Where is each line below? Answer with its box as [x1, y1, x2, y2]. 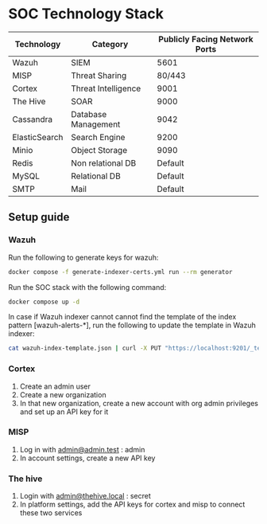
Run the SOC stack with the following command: [8, 282, 167, 291]
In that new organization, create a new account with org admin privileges [19, 398, 258, 408]
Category [91, 38, 129, 49]
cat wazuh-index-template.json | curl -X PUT [8, 344, 161, 353]
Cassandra [12, 113, 53, 124]
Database [71, 108, 107, 119]
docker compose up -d [8, 298, 80, 306]
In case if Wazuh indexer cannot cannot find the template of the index [8, 312, 237, 322]
